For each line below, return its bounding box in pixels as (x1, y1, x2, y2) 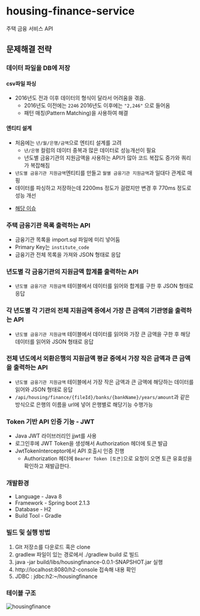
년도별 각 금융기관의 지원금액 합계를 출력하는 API (6, 267, 139, 275)
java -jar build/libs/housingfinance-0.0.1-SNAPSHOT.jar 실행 (14, 558, 163, 565)
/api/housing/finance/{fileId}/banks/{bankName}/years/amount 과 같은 (14, 393, 190, 400)
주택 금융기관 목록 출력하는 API (6, 221, 91, 230)
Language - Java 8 (14, 493, 62, 500)
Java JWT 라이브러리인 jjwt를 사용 (14, 432, 97, 439)
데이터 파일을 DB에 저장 (6, 64, 70, 72)
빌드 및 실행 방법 (6, 529, 50, 537)
